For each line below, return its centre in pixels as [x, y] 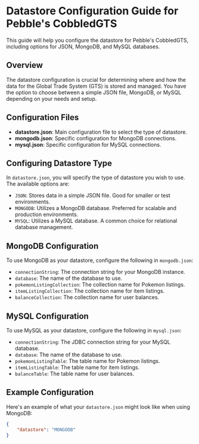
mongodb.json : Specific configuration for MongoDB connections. [96, 138]
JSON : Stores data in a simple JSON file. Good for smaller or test [93, 196]
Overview [25, 65]
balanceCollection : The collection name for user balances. [87, 297]
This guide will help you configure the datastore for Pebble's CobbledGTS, [97, 40]
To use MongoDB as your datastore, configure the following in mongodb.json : [100, 260]
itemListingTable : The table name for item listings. [77, 367]
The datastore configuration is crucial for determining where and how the [96, 79]
